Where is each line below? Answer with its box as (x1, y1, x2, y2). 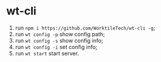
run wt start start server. (15, 49, 79, 57)
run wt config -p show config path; (15, 30, 106, 37)
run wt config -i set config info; (15, 43, 98, 51)
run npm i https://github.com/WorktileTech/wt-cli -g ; (15, 24, 156, 31)
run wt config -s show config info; (15, 37, 104, 44)
